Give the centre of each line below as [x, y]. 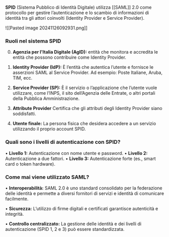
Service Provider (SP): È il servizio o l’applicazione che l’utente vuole [85, 88]
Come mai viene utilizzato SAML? [47, 177]
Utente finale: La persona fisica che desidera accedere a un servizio [84, 124]
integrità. [15, 214]
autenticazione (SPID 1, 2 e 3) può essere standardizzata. [65, 229]
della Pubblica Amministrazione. [46, 99]
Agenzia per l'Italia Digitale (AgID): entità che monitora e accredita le [85, 52]
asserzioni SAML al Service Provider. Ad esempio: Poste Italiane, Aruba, [88, 72]
